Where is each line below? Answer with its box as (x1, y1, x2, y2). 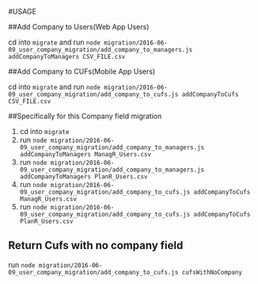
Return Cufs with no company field (8, 239, 184, 252)
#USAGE (8, 7, 37, 16)
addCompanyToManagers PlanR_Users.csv (19, 173, 148, 181)
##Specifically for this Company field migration (8, 111, 162, 121)
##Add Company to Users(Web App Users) (8, 22, 150, 31)
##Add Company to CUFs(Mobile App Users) (8, 67, 156, 76)
